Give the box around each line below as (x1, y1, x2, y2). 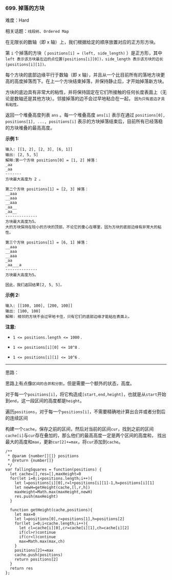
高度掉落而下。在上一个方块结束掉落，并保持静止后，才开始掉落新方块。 (14, 78, 167, 84)
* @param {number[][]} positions (7, 454, 79, 459)
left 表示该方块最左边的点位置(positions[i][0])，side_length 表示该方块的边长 (5, 57, 164, 62)
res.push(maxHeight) (14, 494, 58, 499)
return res (10, 566, 33, 571)
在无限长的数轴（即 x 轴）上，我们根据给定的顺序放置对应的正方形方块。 (5, 39, 159, 45)
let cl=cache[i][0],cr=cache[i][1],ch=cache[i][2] (18, 526, 130, 531)
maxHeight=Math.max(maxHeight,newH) (14, 490, 93, 495)
